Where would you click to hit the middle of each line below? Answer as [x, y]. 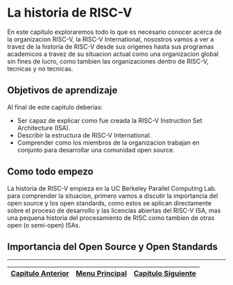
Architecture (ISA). [44, 128]
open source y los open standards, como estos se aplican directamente [109, 203]
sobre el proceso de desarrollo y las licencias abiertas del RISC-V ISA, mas [114, 210]
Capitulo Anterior [40, 273]
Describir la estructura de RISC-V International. [84, 135]
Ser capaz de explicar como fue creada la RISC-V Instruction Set [110, 120]
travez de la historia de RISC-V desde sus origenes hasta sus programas [111, 46]
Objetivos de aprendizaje [62, 90]
